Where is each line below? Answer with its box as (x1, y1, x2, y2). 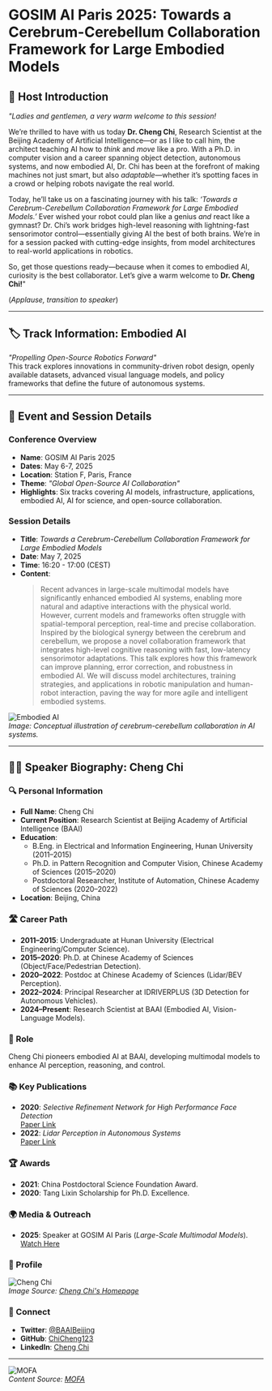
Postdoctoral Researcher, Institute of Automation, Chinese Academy (32, 876, 260, 885)
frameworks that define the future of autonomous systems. (8, 378, 206, 388)
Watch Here (19, 1238, 61, 1248)
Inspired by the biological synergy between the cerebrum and (40, 627, 246, 637)
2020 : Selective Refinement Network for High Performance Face (19, 1102, 237, 1113)
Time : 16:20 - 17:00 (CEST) (19, 560, 111, 570)
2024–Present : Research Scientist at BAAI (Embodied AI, (19, 1004, 211, 1014)
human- (227, 679, 253, 689)
